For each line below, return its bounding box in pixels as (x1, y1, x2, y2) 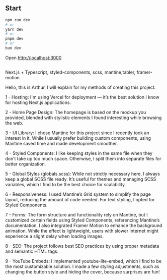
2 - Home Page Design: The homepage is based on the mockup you (5, 109, 146, 116)
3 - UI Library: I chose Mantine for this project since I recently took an (5, 130, 149, 136)
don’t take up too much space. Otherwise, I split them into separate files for (5, 156, 161, 162)
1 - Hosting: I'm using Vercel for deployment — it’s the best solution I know (5, 94, 159, 100)
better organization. (5, 161, 46, 167)
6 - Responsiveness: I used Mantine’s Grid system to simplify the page (5, 191, 151, 197)
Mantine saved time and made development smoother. (5, 141, 118, 147)
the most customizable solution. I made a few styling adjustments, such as (5, 263, 159, 269)
